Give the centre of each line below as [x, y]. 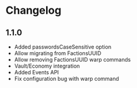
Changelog [34, 10]
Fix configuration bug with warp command [66, 79]
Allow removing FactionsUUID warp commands [72, 60]
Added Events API [36, 72]
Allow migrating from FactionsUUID [58, 53]
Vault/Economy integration [47, 66]
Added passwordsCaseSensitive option [63, 47]
